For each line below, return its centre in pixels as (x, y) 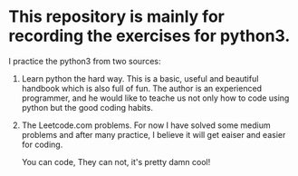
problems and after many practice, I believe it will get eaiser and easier (154, 134)
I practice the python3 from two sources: (85, 61)
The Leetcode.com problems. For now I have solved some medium (146, 125)
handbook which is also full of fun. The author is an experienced (142, 88)
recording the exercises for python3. (149, 36)
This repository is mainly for (117, 17)
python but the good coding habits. (87, 107)
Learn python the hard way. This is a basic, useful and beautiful (140, 78)
